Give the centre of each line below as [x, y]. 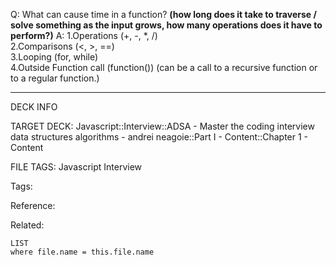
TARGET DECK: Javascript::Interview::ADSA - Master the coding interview [162, 126]
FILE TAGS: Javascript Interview [76, 167]
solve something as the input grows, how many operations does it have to [166, 25]
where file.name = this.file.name [82, 252]
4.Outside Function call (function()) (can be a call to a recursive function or [164, 67]
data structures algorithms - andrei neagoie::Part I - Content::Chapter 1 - [159, 137]
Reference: [33, 205]
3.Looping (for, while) [54, 57]
